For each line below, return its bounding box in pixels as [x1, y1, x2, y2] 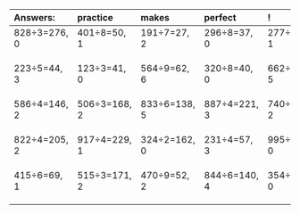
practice [77, 12, 113, 23]
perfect [204, 12, 237, 23]
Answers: [13, 12, 55, 23]
